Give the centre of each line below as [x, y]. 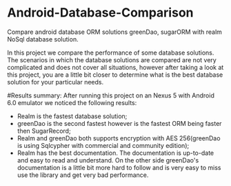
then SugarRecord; [44, 131]
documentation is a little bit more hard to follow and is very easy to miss [119, 167]
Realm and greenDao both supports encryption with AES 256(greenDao [119, 138]
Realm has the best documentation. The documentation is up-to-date [115, 153]
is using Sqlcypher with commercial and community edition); [103, 145]
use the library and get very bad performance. [83, 175]
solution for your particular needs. [56, 82]
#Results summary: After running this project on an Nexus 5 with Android [111, 95]
